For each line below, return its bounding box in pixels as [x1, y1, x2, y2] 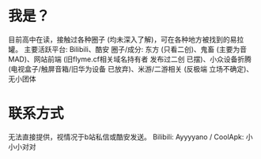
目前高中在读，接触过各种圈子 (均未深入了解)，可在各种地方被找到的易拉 [8, 35, 244, 44]
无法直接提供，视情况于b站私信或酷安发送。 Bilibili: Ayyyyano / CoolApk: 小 [8, 131, 253, 142]
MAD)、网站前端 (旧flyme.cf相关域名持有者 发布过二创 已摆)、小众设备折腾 [8, 54, 252, 64]
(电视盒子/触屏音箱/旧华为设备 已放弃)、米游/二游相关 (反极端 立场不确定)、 [8, 64, 254, 73]
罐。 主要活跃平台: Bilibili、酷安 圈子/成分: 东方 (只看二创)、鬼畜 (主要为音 [8, 44, 248, 54]
